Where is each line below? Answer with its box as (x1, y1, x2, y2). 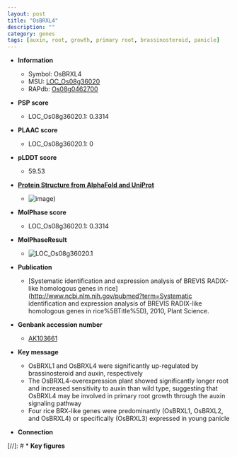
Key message (17, 348, 59, 357)
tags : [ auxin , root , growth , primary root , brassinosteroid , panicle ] (7, 37, 220, 44)
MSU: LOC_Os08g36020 (28, 77, 100, 86)
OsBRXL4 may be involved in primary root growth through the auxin (28, 392, 226, 400)
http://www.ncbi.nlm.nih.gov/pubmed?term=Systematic (30, 291, 192, 301)
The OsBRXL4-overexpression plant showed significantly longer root (28, 376, 229, 386)
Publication (17, 263, 52, 272)
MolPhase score (17, 208, 67, 216)
